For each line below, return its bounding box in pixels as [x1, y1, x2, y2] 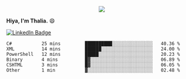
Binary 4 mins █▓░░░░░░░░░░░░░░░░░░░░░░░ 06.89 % [6, 57, 181, 63]
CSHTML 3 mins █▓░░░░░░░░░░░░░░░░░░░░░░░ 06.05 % [6, 62, 181, 68]
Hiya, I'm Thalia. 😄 [6, 17, 56, 24]
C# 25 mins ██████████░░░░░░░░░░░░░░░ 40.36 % [6, 41, 181, 47]
